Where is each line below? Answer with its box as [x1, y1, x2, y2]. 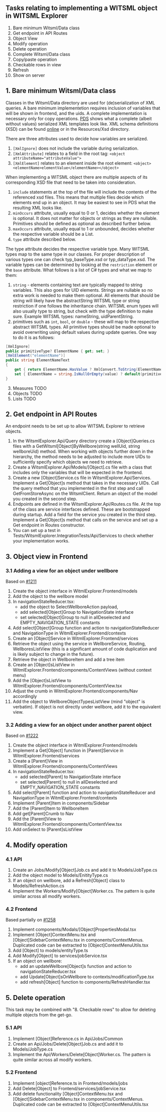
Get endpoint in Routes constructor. [12, 522, 85, 528]
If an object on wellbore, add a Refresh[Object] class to [12, 878, 125, 884]
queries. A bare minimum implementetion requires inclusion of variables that [5, 105, 161, 111]
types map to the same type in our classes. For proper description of [5, 251, 145, 257]
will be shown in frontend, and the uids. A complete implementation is [5, 110, 147, 116]
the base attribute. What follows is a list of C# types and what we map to [5, 267, 152, 273]
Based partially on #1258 [5, 917, 56, 923]
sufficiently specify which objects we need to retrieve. [12, 459, 123, 465]
